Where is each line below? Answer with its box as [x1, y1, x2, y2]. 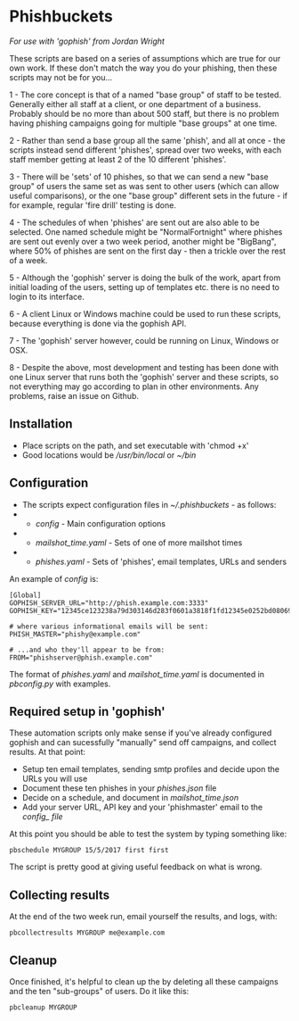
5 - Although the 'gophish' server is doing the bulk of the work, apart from [9, 272, 281, 283]
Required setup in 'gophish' [9, 703, 166, 719]
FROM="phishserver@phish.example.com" [9, 653, 153, 662]
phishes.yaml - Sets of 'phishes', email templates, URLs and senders [35, 556, 287, 567]
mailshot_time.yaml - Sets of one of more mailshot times [35, 537, 243, 548]
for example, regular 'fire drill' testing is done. [9, 199, 176, 211]
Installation [9, 417, 73, 432]
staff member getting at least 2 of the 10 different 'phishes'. [9, 154, 227, 164]
